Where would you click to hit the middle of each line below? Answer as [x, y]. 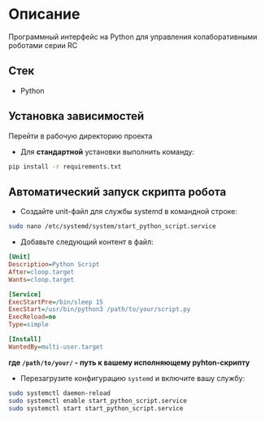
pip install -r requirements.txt [65, 167]
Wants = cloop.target [41, 279]
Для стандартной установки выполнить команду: [107, 151]
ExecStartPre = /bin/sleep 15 [56, 302]
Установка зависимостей [76, 116]
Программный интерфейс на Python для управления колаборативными [133, 37]
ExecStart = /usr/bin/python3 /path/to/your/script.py [100, 309]
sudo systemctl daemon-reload [60, 393]
